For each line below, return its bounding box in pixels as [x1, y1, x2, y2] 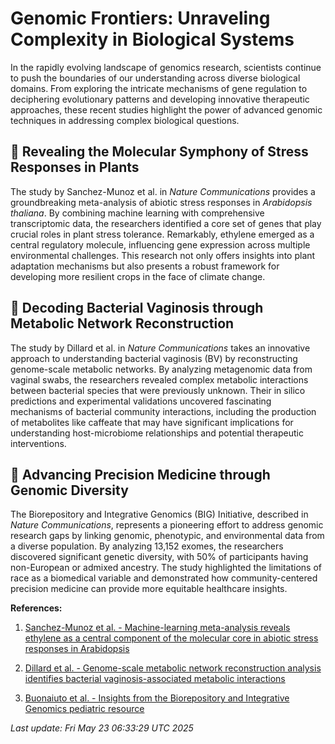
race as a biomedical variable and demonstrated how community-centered [10, 572, 318, 584]
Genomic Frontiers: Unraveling [10, 7, 271, 30]
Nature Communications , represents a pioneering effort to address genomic [10, 519, 324, 531]
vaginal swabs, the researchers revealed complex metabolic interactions [10, 373, 309, 386]
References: [10, 602, 63, 614]
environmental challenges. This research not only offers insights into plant [10, 249, 316, 261]
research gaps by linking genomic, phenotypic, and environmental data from [10, 530, 325, 542]
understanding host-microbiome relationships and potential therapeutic [10, 427, 304, 439]
